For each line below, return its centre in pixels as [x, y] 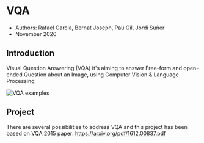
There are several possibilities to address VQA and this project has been [97, 127]
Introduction [31, 53]
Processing [20, 81]
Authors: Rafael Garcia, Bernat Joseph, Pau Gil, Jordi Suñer [90, 28]
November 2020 [36, 34]
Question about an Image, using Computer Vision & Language [101, 75]
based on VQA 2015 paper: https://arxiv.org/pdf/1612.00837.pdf [86, 133]
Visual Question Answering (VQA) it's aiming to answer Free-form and [94, 68]
